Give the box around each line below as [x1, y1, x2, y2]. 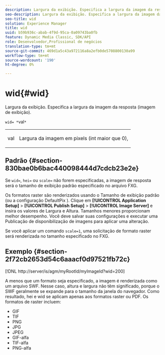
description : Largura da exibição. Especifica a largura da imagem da [5, 7, 153, 12]
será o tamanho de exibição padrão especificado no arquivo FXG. [5, 182, 138, 188]
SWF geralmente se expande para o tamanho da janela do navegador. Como [5, 288, 160, 294]
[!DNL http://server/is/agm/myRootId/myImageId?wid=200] [5, 268, 125, 274]
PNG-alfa [12, 345, 31, 351]
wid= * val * [5, 119, 27, 125]
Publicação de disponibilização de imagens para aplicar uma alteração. [5, 218, 149, 224]
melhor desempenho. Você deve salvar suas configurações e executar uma [5, 213, 158, 219]
